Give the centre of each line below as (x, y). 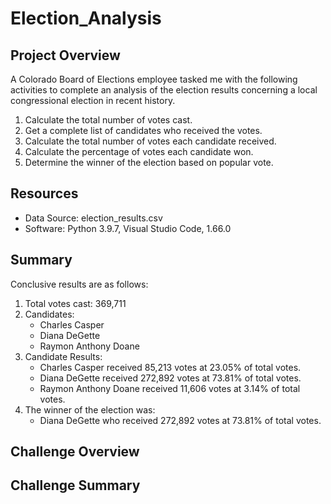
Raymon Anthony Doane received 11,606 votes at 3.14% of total (170, 388)
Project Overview (65, 55)
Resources (44, 193)
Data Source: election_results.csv (93, 218)
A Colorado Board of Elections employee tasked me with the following (154, 79)
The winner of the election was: (90, 409)
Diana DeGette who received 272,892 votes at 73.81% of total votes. (180, 420)
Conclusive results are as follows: (79, 284)
